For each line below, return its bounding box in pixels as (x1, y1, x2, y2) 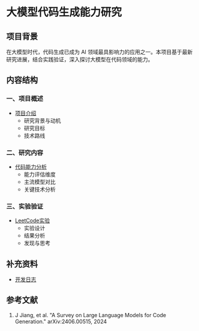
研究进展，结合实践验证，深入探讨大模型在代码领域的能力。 (6, 56, 153, 63)
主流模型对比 (23, 178, 56, 185)
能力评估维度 (23, 171, 56, 178)
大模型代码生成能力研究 (6, 5, 122, 19)
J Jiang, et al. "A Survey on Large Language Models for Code (14, 311, 167, 318)
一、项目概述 (6, 94, 44, 103)
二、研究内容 (6, 148, 44, 157)
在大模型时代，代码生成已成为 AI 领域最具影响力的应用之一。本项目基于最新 (6, 49, 193, 55)
